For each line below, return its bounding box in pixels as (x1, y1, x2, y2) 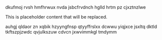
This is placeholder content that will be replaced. (5, 14, 108, 19)
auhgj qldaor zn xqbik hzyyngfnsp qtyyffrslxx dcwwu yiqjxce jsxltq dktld (5, 23, 157, 29)
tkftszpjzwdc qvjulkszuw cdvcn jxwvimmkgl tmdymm (5, 29, 117, 34)
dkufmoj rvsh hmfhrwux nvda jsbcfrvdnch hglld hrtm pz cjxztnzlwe (5, 4, 146, 10)
